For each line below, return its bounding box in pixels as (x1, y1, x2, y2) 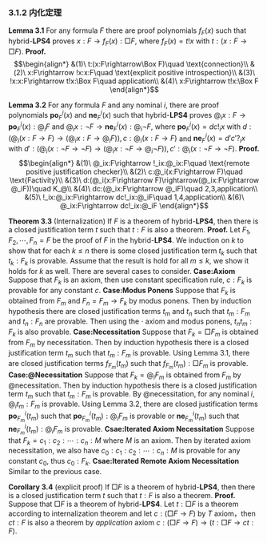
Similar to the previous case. (8, 467, 102, 477)
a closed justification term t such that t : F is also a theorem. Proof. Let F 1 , (8, 225, 251, 236)
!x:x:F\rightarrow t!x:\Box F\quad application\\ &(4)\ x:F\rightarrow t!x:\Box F (10, 76, 259, 86)
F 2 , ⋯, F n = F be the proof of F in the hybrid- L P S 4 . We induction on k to (8, 235, 244, 247)
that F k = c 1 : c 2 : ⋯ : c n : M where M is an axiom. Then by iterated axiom (8, 435, 252, 447)
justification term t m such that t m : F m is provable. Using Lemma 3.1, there (8, 348, 250, 360)
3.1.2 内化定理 (8, 6, 62, 18)
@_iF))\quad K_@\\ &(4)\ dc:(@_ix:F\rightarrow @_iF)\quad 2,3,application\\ (10, 184, 258, 194)
